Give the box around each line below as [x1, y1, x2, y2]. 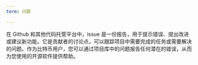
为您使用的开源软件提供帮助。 [6, 52, 78, 59]
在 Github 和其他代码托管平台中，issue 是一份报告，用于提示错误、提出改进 [6, 30, 189, 37]
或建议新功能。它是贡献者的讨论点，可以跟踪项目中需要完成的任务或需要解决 [6, 37, 192, 45]
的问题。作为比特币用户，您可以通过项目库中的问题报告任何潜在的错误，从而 [6, 45, 192, 52]
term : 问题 [6, 8, 31, 15]
